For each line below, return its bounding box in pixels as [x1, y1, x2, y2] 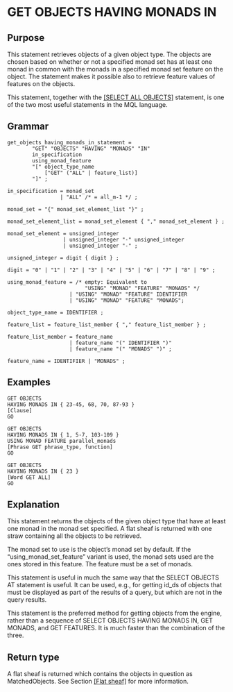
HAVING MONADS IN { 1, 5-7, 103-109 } [7, 431, 119, 438]
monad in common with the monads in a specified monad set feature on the [7, 65, 223, 73]
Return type [7, 651, 60, 663]
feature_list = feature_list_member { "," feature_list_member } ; [7, 321, 207, 328]
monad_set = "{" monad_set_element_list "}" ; [7, 205, 144, 212]
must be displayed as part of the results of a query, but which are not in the [7, 588, 223, 597]
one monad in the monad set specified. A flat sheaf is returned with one [7, 525, 212, 533]
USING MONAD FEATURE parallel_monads [7, 437, 116, 444]
